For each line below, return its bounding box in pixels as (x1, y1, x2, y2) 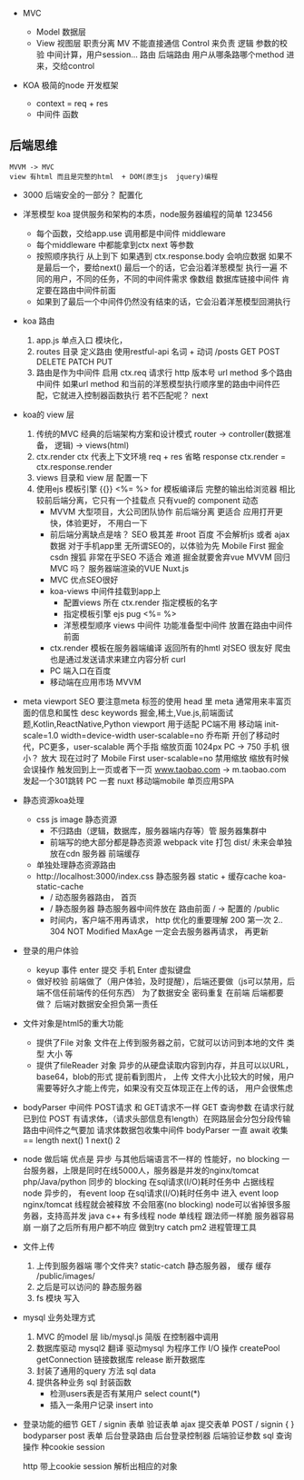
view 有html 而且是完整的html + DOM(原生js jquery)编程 (9, 172, 219, 181)
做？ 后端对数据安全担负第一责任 (35, 998, 159, 1009)
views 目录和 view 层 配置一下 (35, 472, 148, 482)
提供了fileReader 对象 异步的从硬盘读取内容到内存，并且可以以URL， (35, 1059, 293, 1070)
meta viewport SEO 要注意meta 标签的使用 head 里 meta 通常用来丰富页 (22, 695, 292, 707)
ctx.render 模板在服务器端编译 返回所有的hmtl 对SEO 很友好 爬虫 (49, 642, 291, 653)
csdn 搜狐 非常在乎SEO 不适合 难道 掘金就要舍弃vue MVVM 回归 (49, 551, 290, 562)
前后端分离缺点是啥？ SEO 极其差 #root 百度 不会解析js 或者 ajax (49, 529, 290, 540)
